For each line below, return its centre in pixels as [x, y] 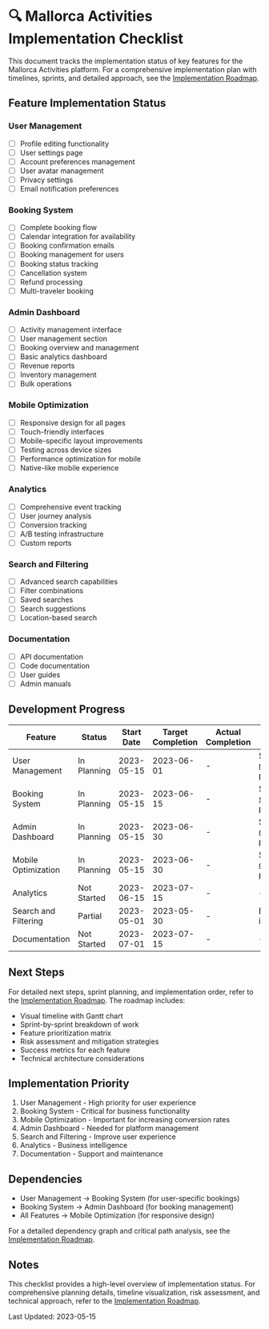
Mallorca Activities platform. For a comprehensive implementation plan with [132, 69]
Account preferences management [77, 161]
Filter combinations [52, 591]
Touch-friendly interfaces [62, 431]
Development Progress [67, 710]
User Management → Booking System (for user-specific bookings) [130, 1198]
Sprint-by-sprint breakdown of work [79, 1024]
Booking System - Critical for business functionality [105, 1111]
